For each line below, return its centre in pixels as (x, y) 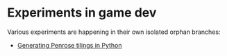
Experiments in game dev (82, 13)
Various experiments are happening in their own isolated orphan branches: (114, 32)
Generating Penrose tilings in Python (70, 45)
